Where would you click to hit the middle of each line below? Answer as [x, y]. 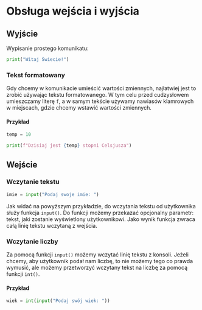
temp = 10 [19, 135]
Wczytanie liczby [33, 241]
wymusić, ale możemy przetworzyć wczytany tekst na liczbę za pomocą [97, 267]
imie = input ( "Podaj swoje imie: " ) [53, 194]
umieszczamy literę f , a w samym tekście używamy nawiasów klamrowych [100, 101]
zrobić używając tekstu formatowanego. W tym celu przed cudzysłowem [98, 95]
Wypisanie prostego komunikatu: [47, 48]
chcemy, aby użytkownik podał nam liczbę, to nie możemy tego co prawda [100, 261]
